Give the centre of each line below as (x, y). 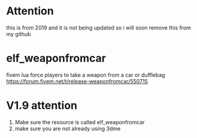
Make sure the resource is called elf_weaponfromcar (80, 122)
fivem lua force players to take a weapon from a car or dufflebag (86, 75)
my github (19, 34)
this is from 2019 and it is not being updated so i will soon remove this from (99, 28)
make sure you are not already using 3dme (68, 128)
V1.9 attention (42, 106)
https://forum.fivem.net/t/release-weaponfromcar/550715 (77, 81)
